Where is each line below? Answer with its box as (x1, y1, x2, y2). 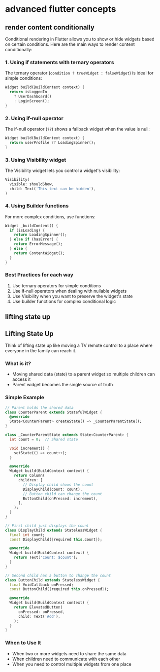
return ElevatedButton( (14, 605, 63, 610)
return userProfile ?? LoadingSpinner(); (9, 140, 96, 145)
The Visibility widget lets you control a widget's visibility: (5, 168, 120, 173)
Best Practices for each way (5, 271, 74, 278)
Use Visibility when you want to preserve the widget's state (12, 293, 133, 299)
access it (12, 376, 31, 382)
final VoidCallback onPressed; (9, 582, 74, 587)
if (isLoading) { (9, 228, 45, 233)
